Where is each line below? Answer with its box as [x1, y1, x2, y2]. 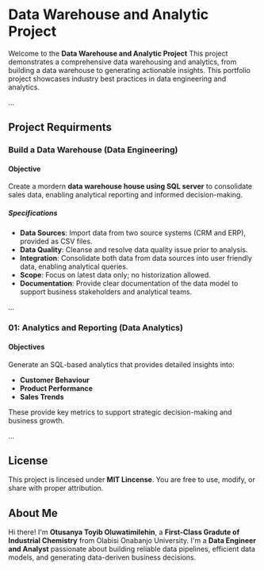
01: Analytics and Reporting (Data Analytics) [8, 323, 184, 334]
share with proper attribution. [8, 484, 104, 493]
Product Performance [19, 383, 94, 393]
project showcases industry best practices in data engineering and [8, 74, 227, 83]
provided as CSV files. [19, 236, 93, 247]
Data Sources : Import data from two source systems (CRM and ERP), [19, 228, 247, 238]
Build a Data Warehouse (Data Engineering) [8, 144, 178, 155]
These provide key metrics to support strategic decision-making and [8, 407, 232, 417]
